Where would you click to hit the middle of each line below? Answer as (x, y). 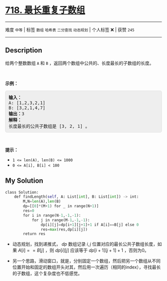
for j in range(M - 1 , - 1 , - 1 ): (61, 220)
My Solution (24, 181)
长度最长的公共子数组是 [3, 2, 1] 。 (49, 126)
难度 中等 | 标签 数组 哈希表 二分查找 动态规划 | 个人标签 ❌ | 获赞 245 (70, 29)
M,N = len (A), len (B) (42, 202)
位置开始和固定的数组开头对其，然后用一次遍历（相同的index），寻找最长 (86, 267)
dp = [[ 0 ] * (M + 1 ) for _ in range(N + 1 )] (61, 206)
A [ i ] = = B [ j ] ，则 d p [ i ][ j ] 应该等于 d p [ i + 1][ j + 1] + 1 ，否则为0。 (83, 251)
